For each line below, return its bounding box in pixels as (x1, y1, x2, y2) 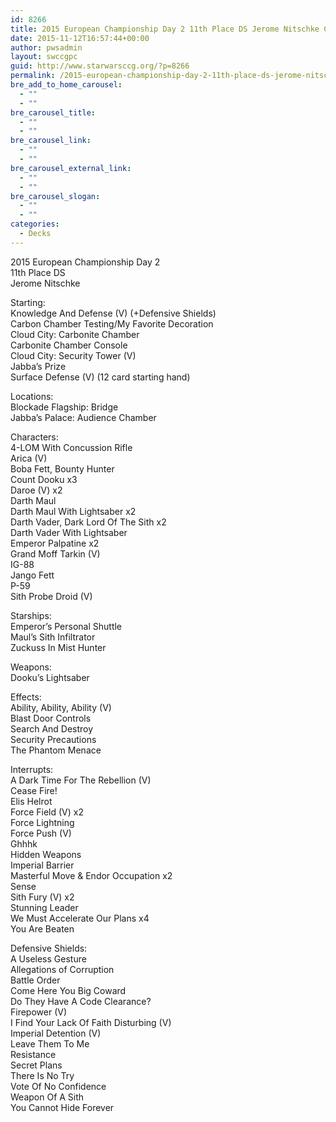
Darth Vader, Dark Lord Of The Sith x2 (10, 516, 167, 528)
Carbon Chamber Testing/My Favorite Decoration (10, 317, 214, 330)
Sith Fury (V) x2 (10, 891, 75, 903)
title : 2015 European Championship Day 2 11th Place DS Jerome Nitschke (10, 24, 320, 34)
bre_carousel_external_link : (10, 163, 132, 173)
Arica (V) (10, 452, 48, 464)
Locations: (10, 390, 54, 402)
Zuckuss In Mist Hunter (10, 641, 107, 653)
